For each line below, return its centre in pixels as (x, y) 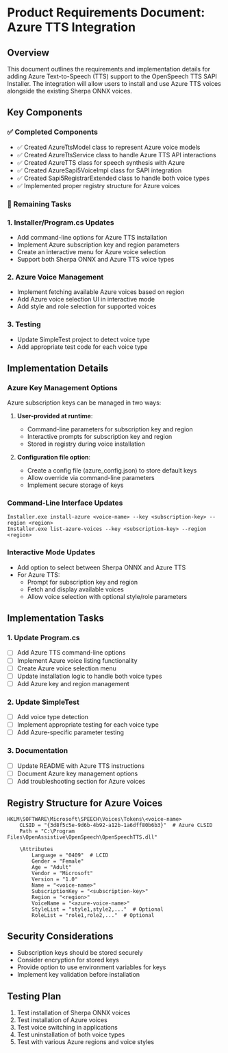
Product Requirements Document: (106, 13)
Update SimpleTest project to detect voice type (84, 339)
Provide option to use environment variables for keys (91, 967)
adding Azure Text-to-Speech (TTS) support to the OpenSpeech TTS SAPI (112, 76)
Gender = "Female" (58, 861)
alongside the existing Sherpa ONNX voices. (69, 91)
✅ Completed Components (52, 132)
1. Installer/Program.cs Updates (61, 223)
